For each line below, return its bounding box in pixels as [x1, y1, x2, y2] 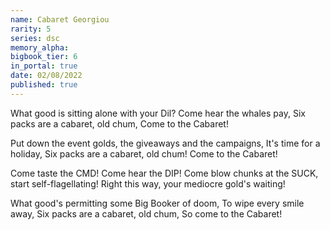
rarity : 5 [10, 24, 52, 34]
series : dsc [10, 33, 60, 43]
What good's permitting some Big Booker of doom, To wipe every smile [10, 197, 305, 209]
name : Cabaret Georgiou [10, 14, 110, 25]
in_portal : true [10, 61, 78, 71]
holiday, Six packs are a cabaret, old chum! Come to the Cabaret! [10, 147, 278, 160]
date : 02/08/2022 [10, 71, 83, 81]
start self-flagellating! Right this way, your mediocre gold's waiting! [10, 177, 286, 190]
